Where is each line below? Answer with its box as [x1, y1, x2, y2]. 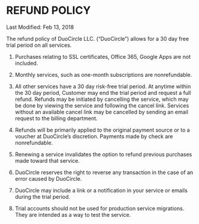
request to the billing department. [14, 115, 98, 122]
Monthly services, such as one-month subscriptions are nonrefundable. [14, 71, 192, 78]
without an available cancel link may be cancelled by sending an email [14, 108, 189, 115]
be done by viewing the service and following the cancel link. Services [14, 101, 189, 109]
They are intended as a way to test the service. [14, 211, 131, 218]
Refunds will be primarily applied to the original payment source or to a [14, 126, 190, 133]
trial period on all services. [6, 41, 72, 49]
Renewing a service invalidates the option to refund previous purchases [14, 151, 192, 158]
